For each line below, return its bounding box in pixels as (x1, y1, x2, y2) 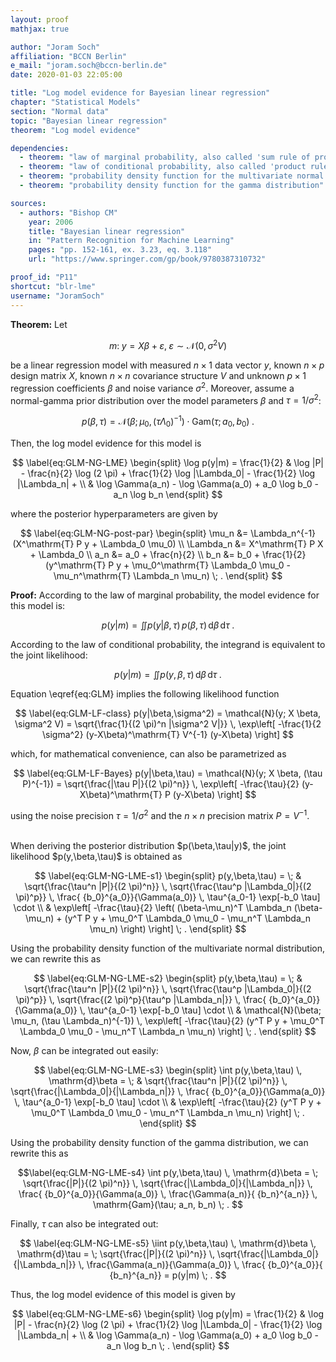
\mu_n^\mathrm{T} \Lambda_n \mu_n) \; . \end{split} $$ (53, 569, 283, 581)
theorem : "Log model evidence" (10, 125, 141, 135)
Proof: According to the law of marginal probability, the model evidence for (10, 589, 320, 601)
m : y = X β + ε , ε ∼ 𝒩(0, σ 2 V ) (108, 337, 228, 351)
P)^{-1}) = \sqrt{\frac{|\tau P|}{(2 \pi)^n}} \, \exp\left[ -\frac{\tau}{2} (22, 777, 300, 790)
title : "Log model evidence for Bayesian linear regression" (10, 88, 271, 98)
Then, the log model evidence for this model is (10, 437, 202, 449)
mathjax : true (10, 24, 70, 34)
